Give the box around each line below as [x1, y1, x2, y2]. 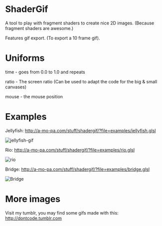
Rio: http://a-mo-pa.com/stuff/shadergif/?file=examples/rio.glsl [5, 147, 135, 153]
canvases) [5, 84, 26, 90]
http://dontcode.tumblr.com [5, 215, 62, 221]
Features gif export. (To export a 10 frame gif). [5, 35, 100, 41]
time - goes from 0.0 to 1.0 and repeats [5, 69, 86, 75]
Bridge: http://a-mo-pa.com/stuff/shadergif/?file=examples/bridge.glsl [5, 166, 150, 172]
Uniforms [5, 52, 45, 64]
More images [5, 194, 61, 205]
